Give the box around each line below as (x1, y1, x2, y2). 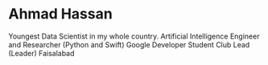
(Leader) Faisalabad (8, 48, 75, 58)
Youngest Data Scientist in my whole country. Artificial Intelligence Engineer (8, 31, 260, 41)
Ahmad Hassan (8, 5, 113, 23)
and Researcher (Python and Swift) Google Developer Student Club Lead (8, 39, 250, 49)
